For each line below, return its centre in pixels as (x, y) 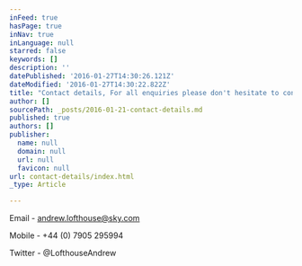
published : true (40, 118)
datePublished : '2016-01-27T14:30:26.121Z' (92, 76)
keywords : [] (34, 59)
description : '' (40, 68)
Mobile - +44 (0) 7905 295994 (67, 235)
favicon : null (44, 168)
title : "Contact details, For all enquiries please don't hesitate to (144, 93)
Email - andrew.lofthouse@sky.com (75, 218)
